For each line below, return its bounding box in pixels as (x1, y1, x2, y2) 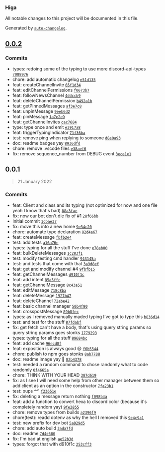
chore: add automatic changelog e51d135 (12, 76, 96, 82)
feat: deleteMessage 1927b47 (12, 293, 72, 299)
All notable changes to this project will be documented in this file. (5, 15, 139, 21)
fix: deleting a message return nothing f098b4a (12, 394, 108, 400)
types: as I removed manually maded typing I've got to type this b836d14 (12, 314, 160, 320)
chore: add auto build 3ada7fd (12, 425, 73, 431)
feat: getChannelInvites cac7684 (12, 119, 77, 125)
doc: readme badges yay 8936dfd (12, 140, 81, 146)
